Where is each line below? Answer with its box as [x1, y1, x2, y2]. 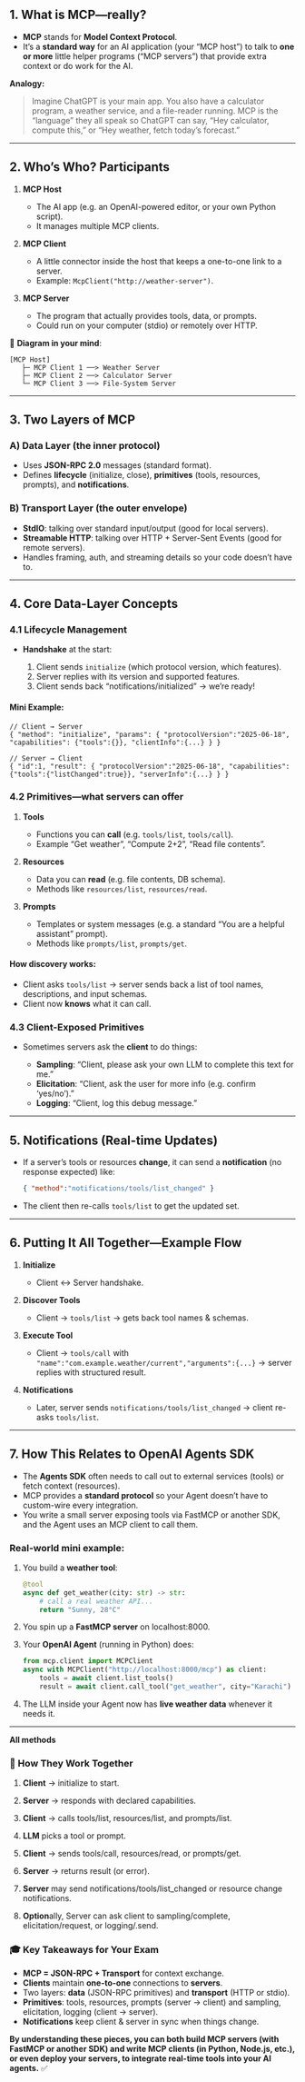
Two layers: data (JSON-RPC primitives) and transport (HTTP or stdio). [22, 1987, 290, 1997]
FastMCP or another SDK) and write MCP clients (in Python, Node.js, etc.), [9, 2043, 295, 2054]
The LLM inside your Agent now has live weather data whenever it [22, 1698, 272, 1709]
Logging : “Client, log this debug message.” [35, 1098, 198, 1109]
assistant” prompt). [35, 928, 109, 939]
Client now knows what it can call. [22, 999, 152, 1009]
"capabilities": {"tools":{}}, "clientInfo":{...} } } [9, 738, 221, 747]
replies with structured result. [35, 1367, 147, 1378]
